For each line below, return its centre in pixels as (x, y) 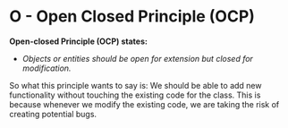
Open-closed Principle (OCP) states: (78, 41)
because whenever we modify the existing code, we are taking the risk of (144, 104)
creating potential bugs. (53, 114)
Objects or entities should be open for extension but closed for (137, 58)
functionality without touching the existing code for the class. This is (135, 95)
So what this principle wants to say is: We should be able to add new (136, 85)
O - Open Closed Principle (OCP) (132, 17)
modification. (47, 68)
